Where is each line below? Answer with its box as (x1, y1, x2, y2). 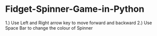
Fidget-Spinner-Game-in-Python (5, 3, 145, 15)
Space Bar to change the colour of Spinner (5, 25, 93, 31)
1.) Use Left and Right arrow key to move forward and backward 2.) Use (5, 20, 153, 26)
